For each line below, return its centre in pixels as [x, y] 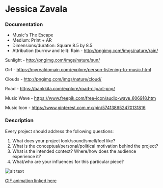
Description [19, 120]
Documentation [24, 25]
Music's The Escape [33, 35]
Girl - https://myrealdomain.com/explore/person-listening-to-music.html [78, 70]
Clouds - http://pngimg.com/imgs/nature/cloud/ [53, 79]
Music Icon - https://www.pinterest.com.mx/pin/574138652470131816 [75, 108]
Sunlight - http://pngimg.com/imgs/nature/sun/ [53, 60]
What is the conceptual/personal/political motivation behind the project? [85, 146]
